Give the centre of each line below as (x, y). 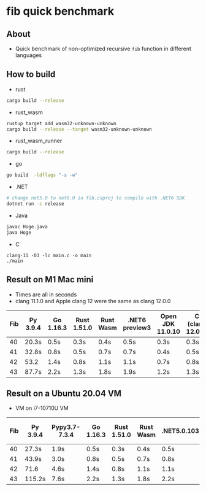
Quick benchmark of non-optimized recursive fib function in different (103, 48)
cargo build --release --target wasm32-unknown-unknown (79, 129)
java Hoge (19, 232)
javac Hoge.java (27, 226)
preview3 (137, 328)
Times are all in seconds (46, 294)
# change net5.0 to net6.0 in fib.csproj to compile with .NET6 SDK (96, 198)
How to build (31, 75)
